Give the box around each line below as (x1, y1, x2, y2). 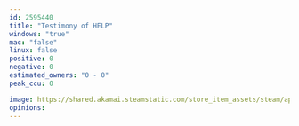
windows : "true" (9, 29, 69, 38)
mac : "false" (9, 37, 58, 47)
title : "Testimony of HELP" (9, 21, 114, 30)
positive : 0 (9, 54, 53, 63)
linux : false (9, 46, 58, 55)
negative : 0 (9, 63, 53, 72)
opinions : (9, 103, 46, 112)
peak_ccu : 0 (9, 79, 53, 88)
